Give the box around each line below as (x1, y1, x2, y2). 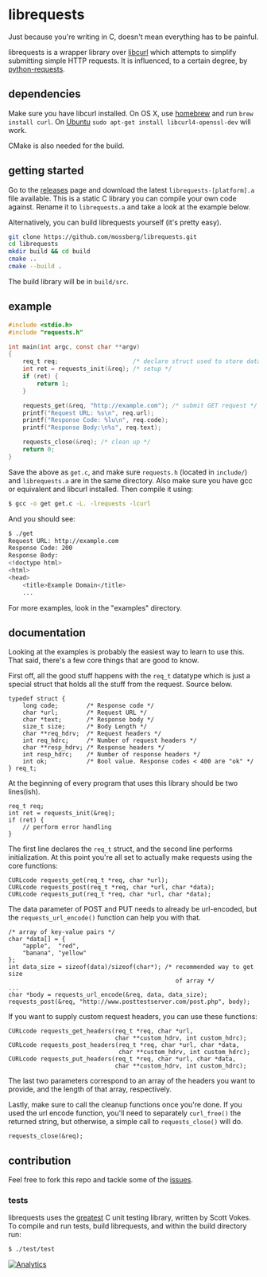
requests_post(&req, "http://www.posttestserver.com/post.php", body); (8, 998, 250, 1006)
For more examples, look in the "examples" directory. (8, 603, 183, 612)
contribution (8, 1154, 72, 1167)
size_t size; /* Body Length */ (22, 723, 148, 731)
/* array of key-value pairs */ (8, 928, 115, 936)
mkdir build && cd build (8, 248, 91, 256)
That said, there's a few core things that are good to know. (8, 655, 199, 666)
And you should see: (8, 514, 75, 523)
